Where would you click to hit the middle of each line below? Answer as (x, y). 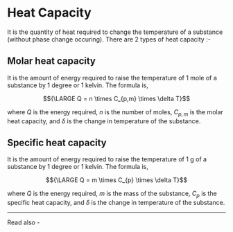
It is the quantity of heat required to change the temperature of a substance (115, 32)
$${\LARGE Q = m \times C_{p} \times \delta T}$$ (116, 180)
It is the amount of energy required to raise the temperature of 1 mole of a (112, 78)
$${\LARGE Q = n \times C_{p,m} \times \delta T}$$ (116, 98)
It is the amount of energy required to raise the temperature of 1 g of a (107, 159)
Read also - (24, 222)
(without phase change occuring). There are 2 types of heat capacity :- (109, 39)
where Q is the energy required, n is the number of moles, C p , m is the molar (115, 113)
